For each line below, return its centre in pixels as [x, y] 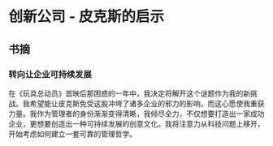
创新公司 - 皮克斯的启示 [87, 17]
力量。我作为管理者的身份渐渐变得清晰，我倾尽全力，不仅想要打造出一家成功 [136, 114]
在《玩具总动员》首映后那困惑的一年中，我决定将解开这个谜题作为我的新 [129, 93]
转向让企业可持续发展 [50, 74]
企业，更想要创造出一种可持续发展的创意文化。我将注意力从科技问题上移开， [136, 123]
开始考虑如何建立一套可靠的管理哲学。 [72, 134]
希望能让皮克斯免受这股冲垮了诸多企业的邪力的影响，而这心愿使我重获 [147, 103]
